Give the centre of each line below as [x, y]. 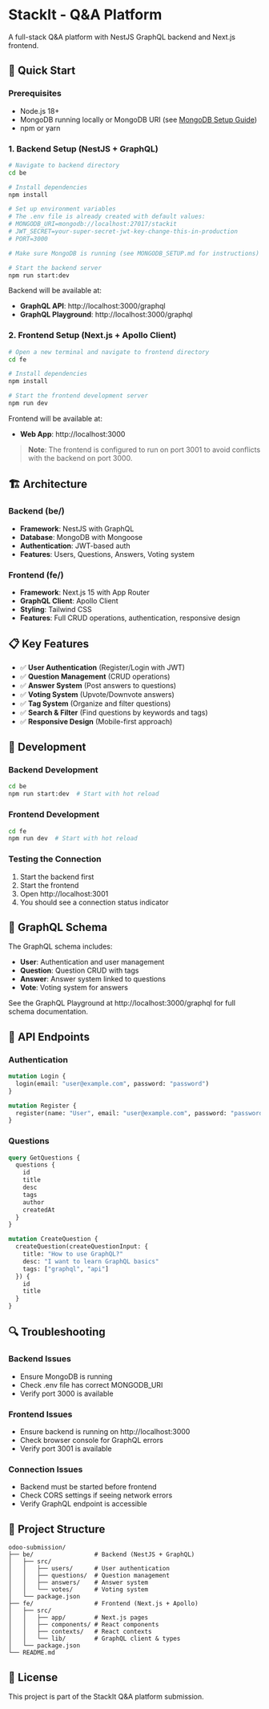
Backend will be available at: [55, 291]
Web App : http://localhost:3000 [72, 433]
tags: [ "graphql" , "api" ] [66, 1269]
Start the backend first [57, 877]
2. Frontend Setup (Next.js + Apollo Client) [92, 336]
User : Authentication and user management [92, 962]
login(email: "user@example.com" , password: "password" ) [112, 1083]
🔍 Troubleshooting [57, 1332]
